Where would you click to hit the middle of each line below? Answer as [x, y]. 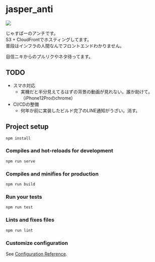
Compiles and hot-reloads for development [60, 151]
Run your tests [24, 197]
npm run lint [19, 230]
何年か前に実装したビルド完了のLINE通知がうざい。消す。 [80, 110]
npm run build [21, 185]
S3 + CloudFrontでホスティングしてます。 [49, 39]
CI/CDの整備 [26, 104]
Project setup [27, 127]
